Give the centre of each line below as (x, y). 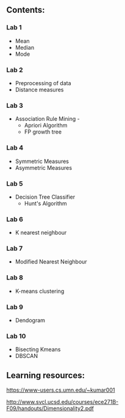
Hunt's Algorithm (45, 203)
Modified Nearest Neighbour (51, 262)
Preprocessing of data (43, 83)
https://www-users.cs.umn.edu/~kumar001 (61, 390)
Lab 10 (16, 336)
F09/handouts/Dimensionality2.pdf (50, 408)
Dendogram (30, 321)
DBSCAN (27, 356)
